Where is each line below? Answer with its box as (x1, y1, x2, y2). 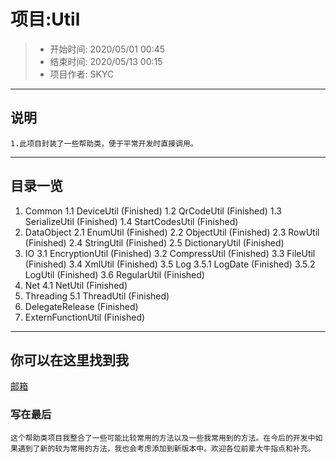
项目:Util (10, 8, 81, 31)
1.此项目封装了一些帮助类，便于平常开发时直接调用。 (10, 138, 198, 149)
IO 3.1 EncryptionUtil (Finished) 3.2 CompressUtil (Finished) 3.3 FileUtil (24, 247, 316, 259)
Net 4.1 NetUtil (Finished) (24, 279, 128, 291)
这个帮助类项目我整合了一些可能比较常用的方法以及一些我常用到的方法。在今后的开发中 (10, 433, 316, 443)
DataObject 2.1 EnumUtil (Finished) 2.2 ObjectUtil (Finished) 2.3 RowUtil (24, 226, 320, 238)
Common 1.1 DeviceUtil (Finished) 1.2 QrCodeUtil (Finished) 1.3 (24, 205, 282, 217)
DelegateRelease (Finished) (24, 300, 139, 312)
